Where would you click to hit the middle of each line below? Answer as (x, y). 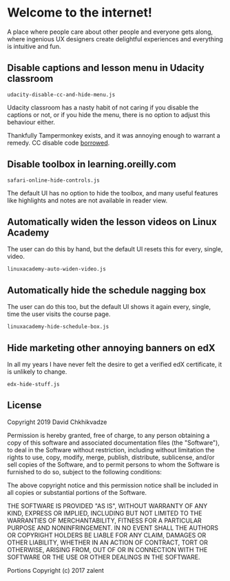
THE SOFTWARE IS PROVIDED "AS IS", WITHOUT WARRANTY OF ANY (107, 506)
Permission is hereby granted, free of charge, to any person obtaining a (108, 435)
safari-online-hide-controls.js (53, 180)
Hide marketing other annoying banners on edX (111, 348)
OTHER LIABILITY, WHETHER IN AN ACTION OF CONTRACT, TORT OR (107, 542)
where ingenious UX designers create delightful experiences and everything (115, 39)
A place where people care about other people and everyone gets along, (110, 32)
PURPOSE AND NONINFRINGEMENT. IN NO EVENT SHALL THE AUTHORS (113, 527)
